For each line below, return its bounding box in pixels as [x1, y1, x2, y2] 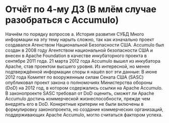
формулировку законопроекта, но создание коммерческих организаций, [5, 106, 164, 112]
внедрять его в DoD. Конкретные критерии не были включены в [5, 101, 144, 107]
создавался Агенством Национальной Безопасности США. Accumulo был [5, 42, 164, 48]
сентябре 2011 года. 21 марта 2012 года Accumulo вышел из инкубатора [5, 58, 160, 64]
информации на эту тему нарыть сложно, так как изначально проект [5, 36, 154, 43]
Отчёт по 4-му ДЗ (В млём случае [5, 4, 156, 15]
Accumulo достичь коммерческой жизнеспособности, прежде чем [5, 95, 150, 102]
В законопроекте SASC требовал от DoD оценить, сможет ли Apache [5, 90, 154, 96]
